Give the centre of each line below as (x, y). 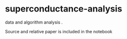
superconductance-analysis (64, 9)
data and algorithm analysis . (34, 22)
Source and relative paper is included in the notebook (59, 31)
